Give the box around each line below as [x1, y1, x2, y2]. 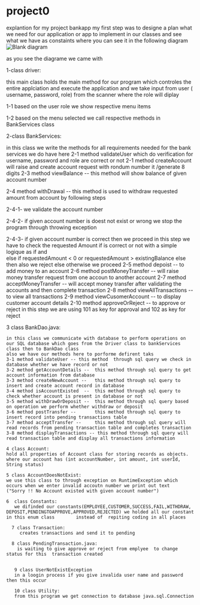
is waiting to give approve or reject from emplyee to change [17, 545, 178, 551]
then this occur [6, 577, 47, 583]
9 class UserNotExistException [14, 567, 93, 573]
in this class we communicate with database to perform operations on [6, 335, 186, 341]
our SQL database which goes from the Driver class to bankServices [6, 340, 181, 346]
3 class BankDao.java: [6, 324, 61, 331]
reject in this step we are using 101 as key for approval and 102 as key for [6, 306, 186, 313]
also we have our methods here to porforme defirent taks [6, 351, 154, 357]
